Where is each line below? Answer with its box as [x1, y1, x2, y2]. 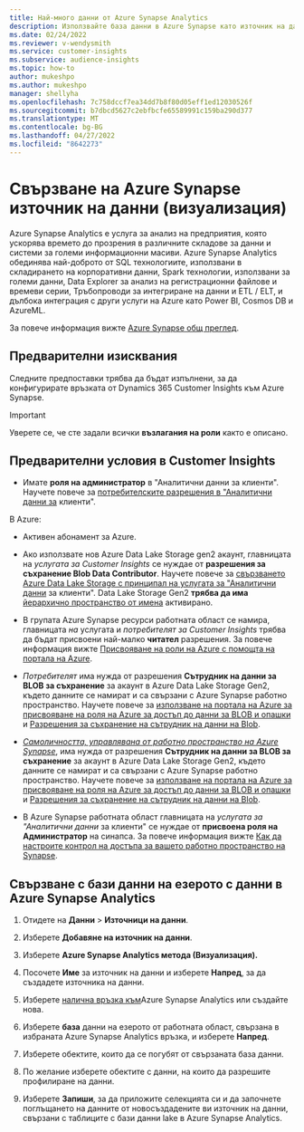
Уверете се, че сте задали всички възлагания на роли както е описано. [9, 427, 289, 437]
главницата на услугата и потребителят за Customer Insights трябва [22, 624, 287, 635]
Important [9, 409, 46, 420]
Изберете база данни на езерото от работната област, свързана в [22, 1022, 280, 1032]
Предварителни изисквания [9, 349, 178, 364]
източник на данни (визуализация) [9, 197, 288, 218]
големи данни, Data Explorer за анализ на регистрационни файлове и [9, 275, 278, 286]
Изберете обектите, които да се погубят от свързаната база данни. [22, 1049, 284, 1060]
